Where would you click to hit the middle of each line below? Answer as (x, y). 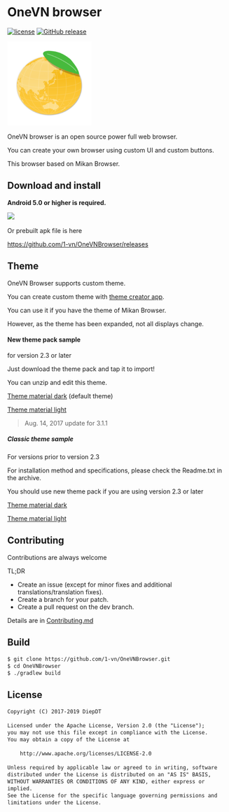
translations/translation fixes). (60, 591)
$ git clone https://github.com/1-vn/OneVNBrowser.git (89, 659)
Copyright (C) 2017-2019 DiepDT (54, 712)
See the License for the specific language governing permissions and (112, 796)
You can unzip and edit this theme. (57, 382)
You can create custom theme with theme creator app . (86, 296)
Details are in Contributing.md (50, 620)
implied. (20, 789)
